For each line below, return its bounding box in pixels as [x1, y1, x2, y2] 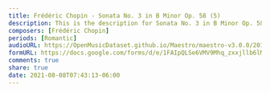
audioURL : [8, 42, 42, 50]
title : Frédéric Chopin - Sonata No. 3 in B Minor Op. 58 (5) [8, 11, 221, 20]
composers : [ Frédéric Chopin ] [8, 26, 110, 34]
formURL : [8, 49, 38, 57]
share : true [8, 64, 48, 72]
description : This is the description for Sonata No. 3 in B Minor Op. [8, 19, 253, 27]
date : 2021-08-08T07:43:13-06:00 [8, 71, 121, 79]
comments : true [8, 57, 59, 65]
